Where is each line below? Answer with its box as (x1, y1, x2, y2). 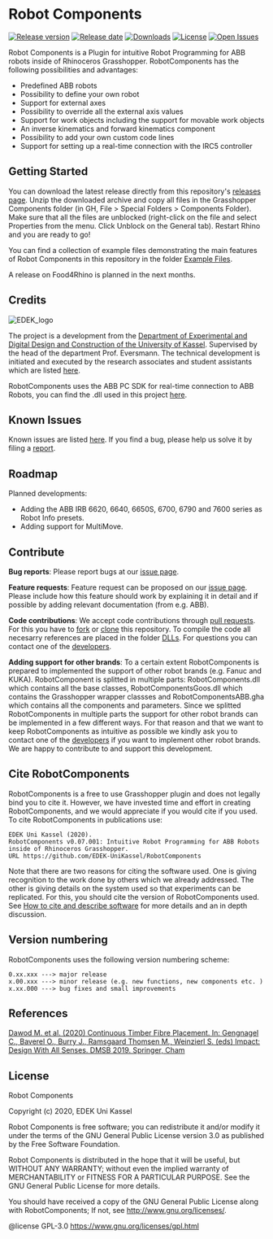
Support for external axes (19, 98, 106, 107)
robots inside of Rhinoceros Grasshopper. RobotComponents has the (8, 56, 240, 66)
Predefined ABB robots (19, 81, 97, 90)
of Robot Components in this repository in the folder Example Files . (8, 254, 233, 264)
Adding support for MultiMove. (19, 521, 123, 531)
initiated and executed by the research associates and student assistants (8, 356, 253, 366)
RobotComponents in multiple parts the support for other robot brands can (8, 709, 258, 718)
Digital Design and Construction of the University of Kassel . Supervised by (8, 339, 258, 349)
